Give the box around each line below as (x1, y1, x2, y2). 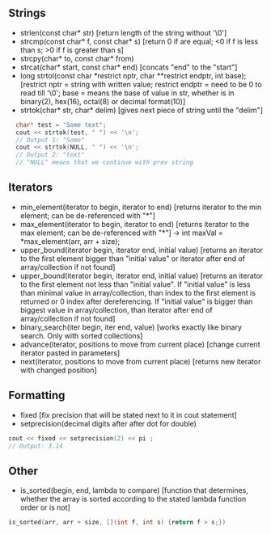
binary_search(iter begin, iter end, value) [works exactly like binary (19, 322, 243, 332)
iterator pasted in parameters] (19, 347, 121, 358)
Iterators (8, 181, 53, 195)
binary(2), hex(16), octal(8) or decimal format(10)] (19, 96, 186, 106)
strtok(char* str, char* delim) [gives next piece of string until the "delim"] (19, 105, 263, 115)
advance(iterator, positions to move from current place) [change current (19, 339, 260, 349)
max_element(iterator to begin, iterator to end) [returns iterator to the (19, 219, 250, 229)
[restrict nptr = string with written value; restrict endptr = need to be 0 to (19, 79, 262, 89)
